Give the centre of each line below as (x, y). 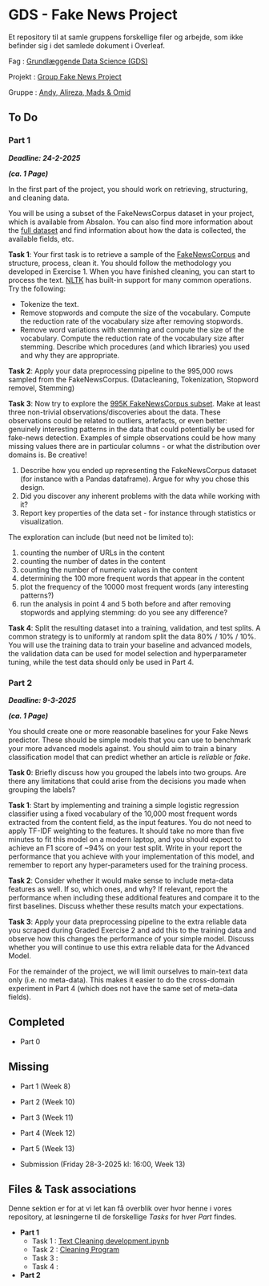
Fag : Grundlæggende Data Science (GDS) (78, 61)
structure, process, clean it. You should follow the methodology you (120, 263)
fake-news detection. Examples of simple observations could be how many (132, 437)
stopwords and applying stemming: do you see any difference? (124, 612)
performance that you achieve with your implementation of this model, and (131, 856)
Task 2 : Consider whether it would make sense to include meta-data (121, 880)
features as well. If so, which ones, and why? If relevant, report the (118, 888)
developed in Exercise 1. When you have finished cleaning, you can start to (132, 271)
